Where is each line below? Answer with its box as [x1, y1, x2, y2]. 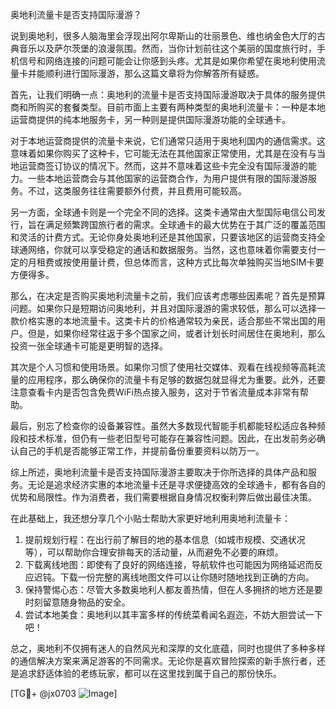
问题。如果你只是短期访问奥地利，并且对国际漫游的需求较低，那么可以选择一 [10, 303, 326, 314]
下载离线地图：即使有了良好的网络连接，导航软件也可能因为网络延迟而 [24, 559, 315, 570]
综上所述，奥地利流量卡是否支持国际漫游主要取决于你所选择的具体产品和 [10, 466, 308, 478]
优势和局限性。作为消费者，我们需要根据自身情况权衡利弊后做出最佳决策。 [10, 491, 317, 503]
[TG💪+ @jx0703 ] [10, 688, 118, 699]
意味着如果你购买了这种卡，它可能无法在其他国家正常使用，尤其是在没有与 [10, 148, 317, 159]
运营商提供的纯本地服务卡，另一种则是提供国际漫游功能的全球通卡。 [10, 114, 291, 125]
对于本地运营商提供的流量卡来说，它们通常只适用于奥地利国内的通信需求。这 [10, 135, 326, 147]
